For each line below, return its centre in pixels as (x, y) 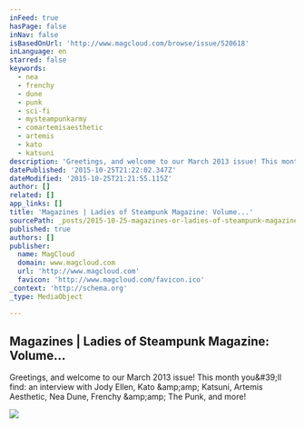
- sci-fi (34, 111)
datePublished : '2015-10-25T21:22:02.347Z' (93, 170)
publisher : (30, 246)
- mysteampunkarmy (53, 119)
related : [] (32, 195)
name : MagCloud (46, 254)
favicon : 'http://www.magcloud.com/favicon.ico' (111, 280)
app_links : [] (36, 204)
